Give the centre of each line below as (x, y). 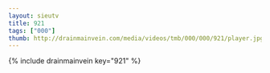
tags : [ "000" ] (32, 30)
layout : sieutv (34, 16)
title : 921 (27, 23)
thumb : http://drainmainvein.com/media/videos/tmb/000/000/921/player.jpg (136, 38)
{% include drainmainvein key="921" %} (75, 61)
